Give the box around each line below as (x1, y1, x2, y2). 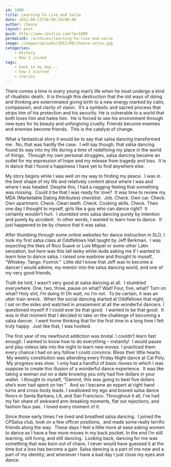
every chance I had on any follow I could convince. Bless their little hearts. (5, 349, 162, 355)
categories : (5, 45, 31, 51)
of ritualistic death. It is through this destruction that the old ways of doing (5, 93, 162, 100)
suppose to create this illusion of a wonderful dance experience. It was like (5, 365, 164, 371)
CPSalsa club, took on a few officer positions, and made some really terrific (5, 418, 165, 425)
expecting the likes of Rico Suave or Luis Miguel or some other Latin (5, 242, 149, 248)
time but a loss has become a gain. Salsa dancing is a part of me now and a (5, 446, 164, 452)
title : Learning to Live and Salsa (5, 12, 81, 17)
